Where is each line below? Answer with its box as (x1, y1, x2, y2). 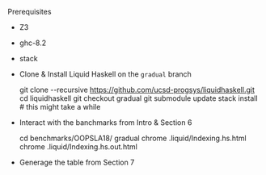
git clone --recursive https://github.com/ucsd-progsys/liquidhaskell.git (19, 85, 255, 94)
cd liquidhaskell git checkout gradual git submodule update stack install (19, 94, 258, 103)
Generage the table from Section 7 (19, 157, 135, 167)
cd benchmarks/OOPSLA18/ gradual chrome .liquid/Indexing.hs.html (19, 133, 247, 143)
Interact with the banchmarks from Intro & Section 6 (19, 118, 192, 127)
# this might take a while (19, 102, 101, 111)
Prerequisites (7, 7, 52, 16)
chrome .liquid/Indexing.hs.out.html (19, 142, 138, 152)
